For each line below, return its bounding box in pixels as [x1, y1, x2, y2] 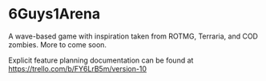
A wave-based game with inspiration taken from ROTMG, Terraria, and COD [8, 31, 259, 41]
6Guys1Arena [8, 5, 101, 23]
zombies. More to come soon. [8, 39, 107, 49]
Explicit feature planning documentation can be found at [8, 55, 194, 65]
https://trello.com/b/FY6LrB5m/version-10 [8, 63, 147, 73]
